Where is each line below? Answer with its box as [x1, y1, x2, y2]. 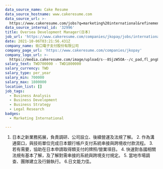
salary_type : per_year [5, 71, 51, 75]
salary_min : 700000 [5, 75, 45, 80]
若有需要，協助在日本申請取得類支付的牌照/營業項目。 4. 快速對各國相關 [12, 146, 156, 152]
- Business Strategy [9, 102, 51, 107]
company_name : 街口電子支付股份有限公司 [5, 43, 79, 48]
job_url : [5, 35, 23, 39]
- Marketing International [9, 115, 64, 121]
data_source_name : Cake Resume [5, 7, 68, 12]
